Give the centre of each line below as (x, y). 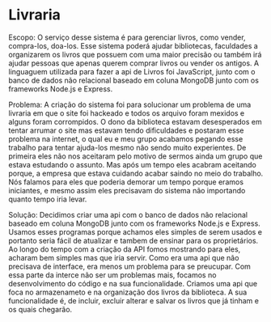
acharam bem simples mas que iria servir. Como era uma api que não (124, 257)
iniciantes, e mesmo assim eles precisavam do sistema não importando (127, 190)
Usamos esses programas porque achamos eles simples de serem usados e (135, 231)
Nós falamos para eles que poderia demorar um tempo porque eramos (126, 182)
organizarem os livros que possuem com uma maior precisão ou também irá (135, 54)
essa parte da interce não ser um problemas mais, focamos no (112, 275)
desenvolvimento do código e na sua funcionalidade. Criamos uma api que (133, 283)
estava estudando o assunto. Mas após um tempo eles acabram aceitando (133, 164)
